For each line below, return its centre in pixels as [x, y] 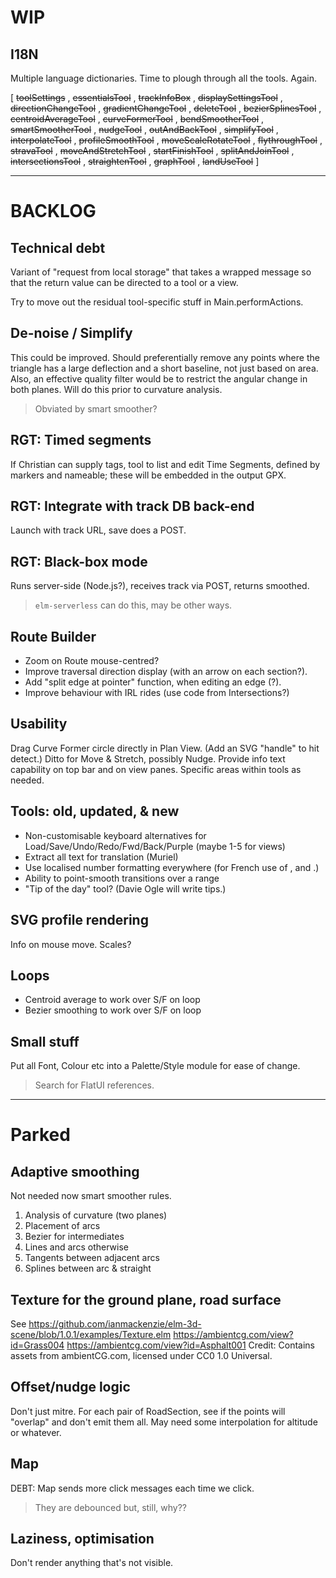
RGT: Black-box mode [79, 561]
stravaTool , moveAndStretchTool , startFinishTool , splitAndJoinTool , [152, 150]
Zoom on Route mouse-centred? [92, 661]
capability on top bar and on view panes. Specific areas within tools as [156, 769]
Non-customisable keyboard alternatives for [115, 835]
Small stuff [45, 1041]
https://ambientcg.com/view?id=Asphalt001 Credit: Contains [190, 1345]
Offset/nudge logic [70, 1387]
